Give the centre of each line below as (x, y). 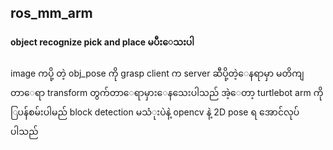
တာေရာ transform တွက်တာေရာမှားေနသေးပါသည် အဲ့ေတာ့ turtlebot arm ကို (167, 92)
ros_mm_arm (51, 13)
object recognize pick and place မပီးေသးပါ (102, 42)
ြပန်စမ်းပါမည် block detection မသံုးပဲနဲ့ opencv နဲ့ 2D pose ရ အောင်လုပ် (155, 112)
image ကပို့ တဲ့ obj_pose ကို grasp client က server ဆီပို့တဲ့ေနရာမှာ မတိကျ (157, 73)
